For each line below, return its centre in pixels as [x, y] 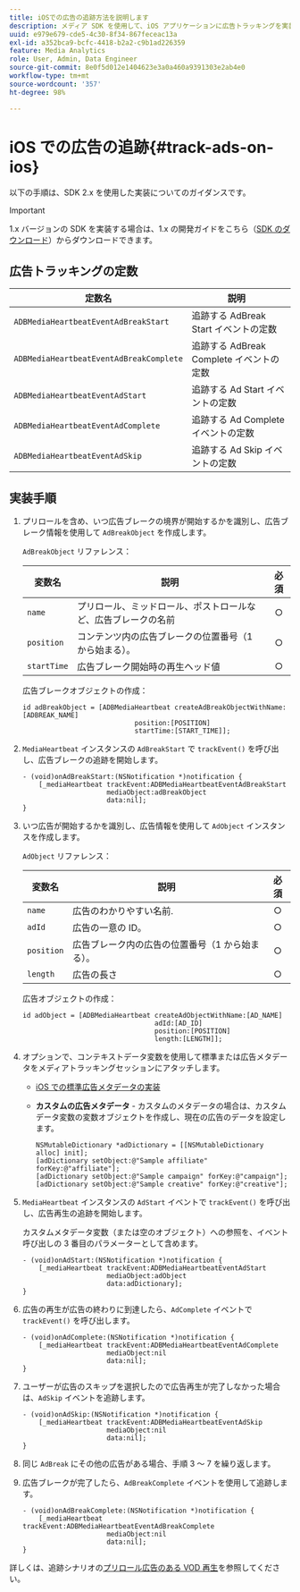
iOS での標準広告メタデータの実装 [98, 1087]
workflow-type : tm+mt [50, 76]
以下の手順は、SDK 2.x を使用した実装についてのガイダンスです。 [130, 192]
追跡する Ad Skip [227, 450]
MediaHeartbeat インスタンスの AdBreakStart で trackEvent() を [139, 749]
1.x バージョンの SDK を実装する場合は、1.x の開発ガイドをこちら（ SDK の [146, 229]
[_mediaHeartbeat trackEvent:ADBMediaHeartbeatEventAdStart [153, 1268]
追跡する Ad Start [228, 390]
